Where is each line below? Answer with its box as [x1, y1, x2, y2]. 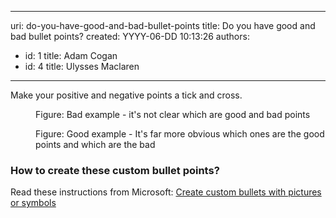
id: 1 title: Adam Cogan [24, 50, 118, 61]
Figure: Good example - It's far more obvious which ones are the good [35, 128, 325, 140]
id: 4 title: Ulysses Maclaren [24, 61, 140, 72]
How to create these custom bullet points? [10, 163, 220, 177]
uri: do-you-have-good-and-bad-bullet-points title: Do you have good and [10, 20, 316, 31]
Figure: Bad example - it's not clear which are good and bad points [35, 109, 311, 120]
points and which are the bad [35, 139, 156, 150]
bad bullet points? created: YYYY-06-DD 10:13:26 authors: [10, 31, 250, 42]
